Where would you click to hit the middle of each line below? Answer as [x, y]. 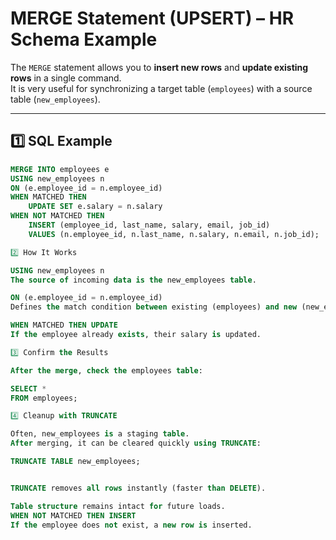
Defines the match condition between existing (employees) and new [154, 307]
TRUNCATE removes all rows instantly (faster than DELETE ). [138, 488]
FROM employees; [44, 398]
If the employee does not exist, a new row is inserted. [131, 525]
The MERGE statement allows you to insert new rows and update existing [159, 67]
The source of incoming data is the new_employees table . [133, 280]
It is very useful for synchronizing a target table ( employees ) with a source [161, 88]
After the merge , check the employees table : [106, 370]
